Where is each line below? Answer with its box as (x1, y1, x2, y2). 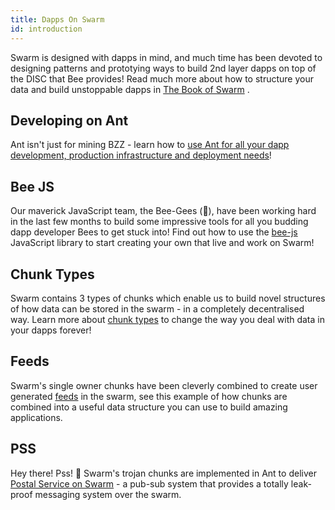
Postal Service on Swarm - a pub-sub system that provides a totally (10, 477, 289, 490)
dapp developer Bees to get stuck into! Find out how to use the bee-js (10, 226, 298, 238)
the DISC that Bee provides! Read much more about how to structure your (10, 72, 314, 85)
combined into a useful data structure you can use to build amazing (10, 401, 288, 413)
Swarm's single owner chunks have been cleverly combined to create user (10, 379, 318, 391)
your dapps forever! (10, 324, 92, 336)
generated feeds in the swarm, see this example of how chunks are (10, 390, 288, 402)
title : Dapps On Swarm (10, 14, 105, 25)
